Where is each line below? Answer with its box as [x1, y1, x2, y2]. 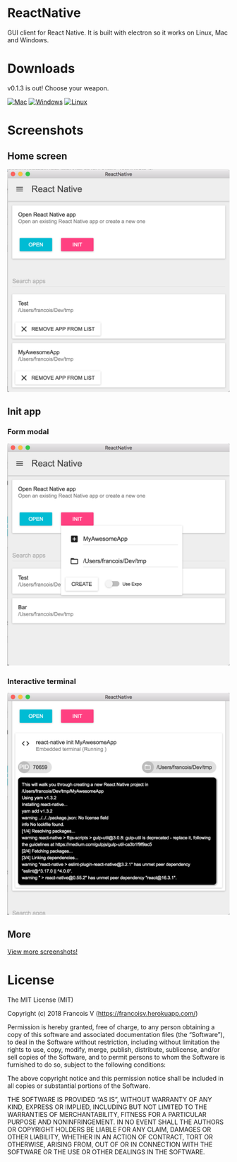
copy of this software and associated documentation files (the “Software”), [7, 1030, 225, 1038]
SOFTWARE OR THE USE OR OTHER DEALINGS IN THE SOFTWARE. [7, 1147, 205, 1156]
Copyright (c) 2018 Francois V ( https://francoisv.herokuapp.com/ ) [7, 1009, 198, 1017]
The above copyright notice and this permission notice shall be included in [7, 1074, 224, 1082]
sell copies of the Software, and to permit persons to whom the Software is [7, 1053, 226, 1061]
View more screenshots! [7, 947, 78, 956]
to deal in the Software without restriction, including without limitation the [7, 1038, 220, 1046]
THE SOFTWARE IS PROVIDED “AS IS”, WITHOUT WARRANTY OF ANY [7, 1095, 212, 1103]
